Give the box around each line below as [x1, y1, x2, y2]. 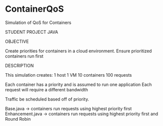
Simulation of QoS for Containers [5, 20, 72, 25]
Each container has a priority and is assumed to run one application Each [5, 82, 152, 87]
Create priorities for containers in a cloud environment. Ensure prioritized [5, 48, 152, 54]
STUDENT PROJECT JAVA [5, 29, 59, 35]
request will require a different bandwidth [5, 86, 88, 92]
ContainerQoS [5, 3, 64, 15]
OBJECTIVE [5, 38, 29, 44]
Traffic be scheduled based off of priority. [5, 96, 89, 102]
